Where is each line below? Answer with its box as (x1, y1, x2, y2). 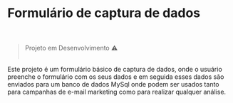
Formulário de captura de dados (7, 5, 201, 21)
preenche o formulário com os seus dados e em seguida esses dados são (7, 72, 224, 81)
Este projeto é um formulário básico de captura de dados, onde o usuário (7, 65, 222, 73)
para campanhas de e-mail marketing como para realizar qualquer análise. (7, 87, 227, 96)
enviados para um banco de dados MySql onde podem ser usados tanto (7, 80, 219, 88)
